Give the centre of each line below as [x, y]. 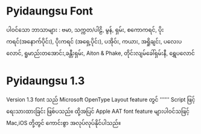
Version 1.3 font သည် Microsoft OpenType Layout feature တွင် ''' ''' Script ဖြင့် [101, 99]
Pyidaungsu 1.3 [46, 81]
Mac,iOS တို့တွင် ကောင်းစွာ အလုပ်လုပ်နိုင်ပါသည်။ [64, 123]
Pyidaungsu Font [50, 11]
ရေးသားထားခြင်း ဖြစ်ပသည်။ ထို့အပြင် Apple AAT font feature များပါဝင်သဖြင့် [98, 111]
